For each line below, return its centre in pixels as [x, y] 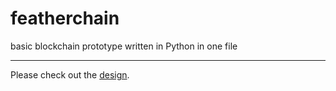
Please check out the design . [70, 74]
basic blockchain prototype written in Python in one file [124, 46]
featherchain [65, 18]
